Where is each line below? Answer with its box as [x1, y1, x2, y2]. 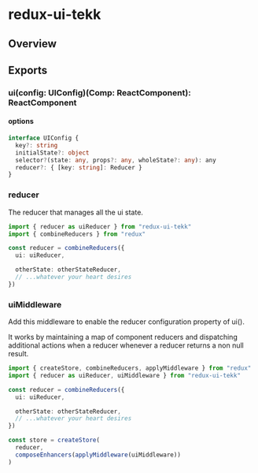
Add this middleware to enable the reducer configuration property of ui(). [8, 317, 245, 326]
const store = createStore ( [8, 436, 101, 445]
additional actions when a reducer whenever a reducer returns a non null [8, 341, 244, 350]
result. [8, 349, 29, 359]
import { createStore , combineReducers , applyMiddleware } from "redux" [8, 364, 252, 372]
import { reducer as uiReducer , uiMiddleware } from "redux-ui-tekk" [8, 371, 241, 379]
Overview [8, 37, 57, 50]
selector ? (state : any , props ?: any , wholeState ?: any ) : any [15, 156, 216, 164]
